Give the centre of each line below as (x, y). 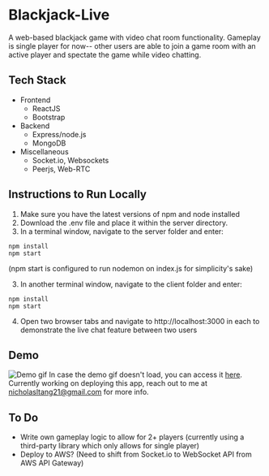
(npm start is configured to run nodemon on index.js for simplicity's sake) (131, 268)
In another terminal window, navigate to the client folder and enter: (131, 284)
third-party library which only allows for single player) (110, 446)
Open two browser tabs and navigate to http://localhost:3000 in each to (140, 321)
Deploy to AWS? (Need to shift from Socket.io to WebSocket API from (136, 454)
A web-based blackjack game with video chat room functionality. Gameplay (134, 37)
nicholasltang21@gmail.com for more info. (79, 392)
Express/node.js (59, 134)
